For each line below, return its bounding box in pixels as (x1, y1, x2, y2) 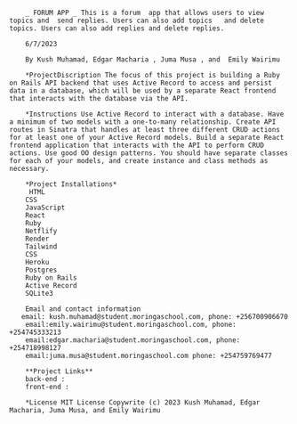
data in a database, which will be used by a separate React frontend (9, 86, 277, 95)
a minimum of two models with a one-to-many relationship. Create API (9, 118, 277, 126)
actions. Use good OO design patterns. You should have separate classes (9, 149, 289, 158)
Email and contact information (25, 305, 141, 314)
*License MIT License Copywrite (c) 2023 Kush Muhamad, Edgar (25, 398, 261, 407)
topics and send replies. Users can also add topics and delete (9, 16, 265, 25)
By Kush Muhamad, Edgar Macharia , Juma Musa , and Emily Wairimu (25, 55, 280, 64)
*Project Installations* (25, 180, 117, 189)
